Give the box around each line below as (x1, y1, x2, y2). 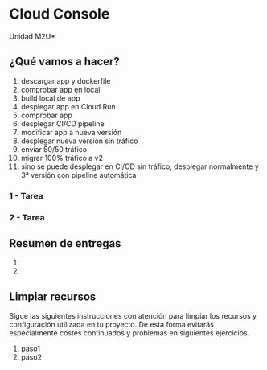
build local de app (20, 93, 80, 103)
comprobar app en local (20, 84, 101, 94)
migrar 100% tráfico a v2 (20, 153, 104, 162)
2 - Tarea (9, 212, 45, 223)
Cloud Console (9, 5, 110, 23)
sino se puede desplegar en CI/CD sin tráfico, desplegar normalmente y (20, 162, 260, 171)
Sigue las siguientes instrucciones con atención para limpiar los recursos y (9, 311, 257, 321)
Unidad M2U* (9, 31, 55, 41)
